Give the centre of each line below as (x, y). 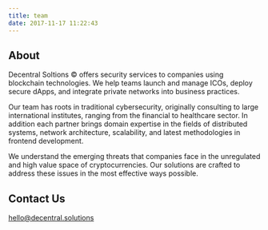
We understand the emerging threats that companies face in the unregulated (134, 157)
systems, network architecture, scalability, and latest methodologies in (124, 133)
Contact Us (37, 198)
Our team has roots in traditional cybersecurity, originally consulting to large (133, 107)
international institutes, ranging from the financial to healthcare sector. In (128, 116)
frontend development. (46, 141)
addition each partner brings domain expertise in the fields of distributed (128, 124)
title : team (28, 16)
